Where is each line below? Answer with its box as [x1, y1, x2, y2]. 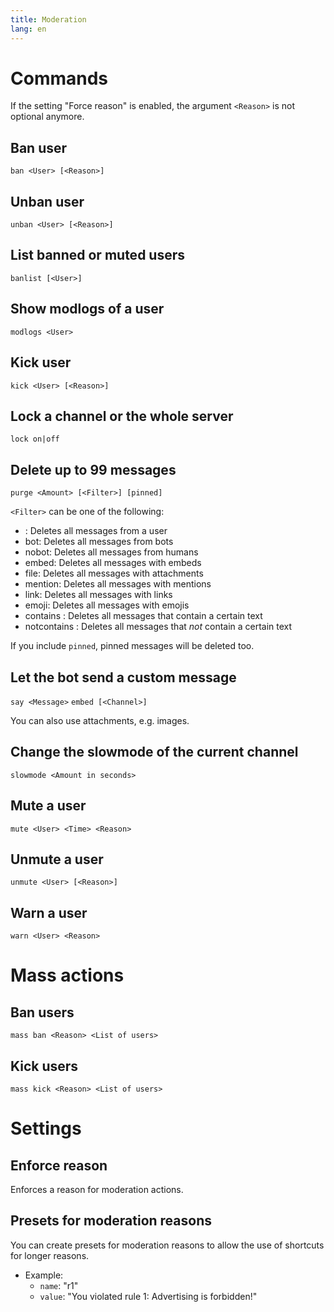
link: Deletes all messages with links [24, 589, 173, 601]
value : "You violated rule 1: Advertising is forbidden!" [39, 1290, 258, 1302]
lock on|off [10, 434, 60, 445]
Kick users [10, 1057, 79, 1075]
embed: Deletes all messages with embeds [24, 557, 202, 569]
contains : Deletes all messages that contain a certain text [24, 610, 263, 622]
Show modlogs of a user [10, 301, 165, 318]
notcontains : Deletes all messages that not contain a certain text [24, 621, 293, 633]
